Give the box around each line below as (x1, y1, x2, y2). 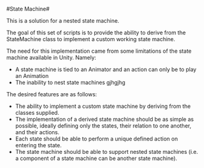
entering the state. (15, 142, 62, 149)
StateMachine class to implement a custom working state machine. (6, 36, 176, 42)
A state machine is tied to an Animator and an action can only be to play (15, 66, 197, 73)
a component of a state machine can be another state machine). (15, 155, 178, 162)
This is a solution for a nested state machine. (6, 17, 119, 24)
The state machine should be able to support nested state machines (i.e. (15, 148, 198, 155)
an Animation (15, 72, 49, 79)
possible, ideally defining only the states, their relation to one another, (15, 122, 192, 129)
